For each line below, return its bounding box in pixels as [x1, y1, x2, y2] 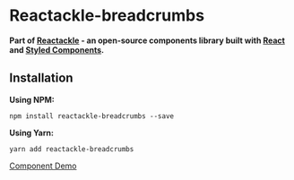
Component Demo [9, 160, 77, 171]
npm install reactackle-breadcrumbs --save [9, 111, 175, 121]
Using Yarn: [9, 127, 54, 138]
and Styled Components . [9, 44, 105, 55]
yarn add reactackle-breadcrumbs [9, 144, 134, 153]
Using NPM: [9, 94, 56, 105]
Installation [9, 71, 73, 86]
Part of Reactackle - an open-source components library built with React [9, 35, 285, 46]
